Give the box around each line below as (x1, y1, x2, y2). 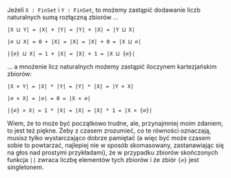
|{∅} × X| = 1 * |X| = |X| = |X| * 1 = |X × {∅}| (7, 107, 153, 114)
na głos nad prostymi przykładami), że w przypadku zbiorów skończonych (7, 148, 219, 157)
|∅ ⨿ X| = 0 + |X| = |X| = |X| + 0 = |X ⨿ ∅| (7, 38, 141, 45)
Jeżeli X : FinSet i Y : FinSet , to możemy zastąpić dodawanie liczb (7, 6, 201, 14)
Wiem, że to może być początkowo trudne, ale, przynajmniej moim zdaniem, (7, 120, 224, 127)
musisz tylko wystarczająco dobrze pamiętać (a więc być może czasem (7, 134, 211, 142)
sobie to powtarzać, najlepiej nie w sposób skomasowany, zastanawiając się (7, 141, 224, 149)
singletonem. (7, 163, 44, 171)
